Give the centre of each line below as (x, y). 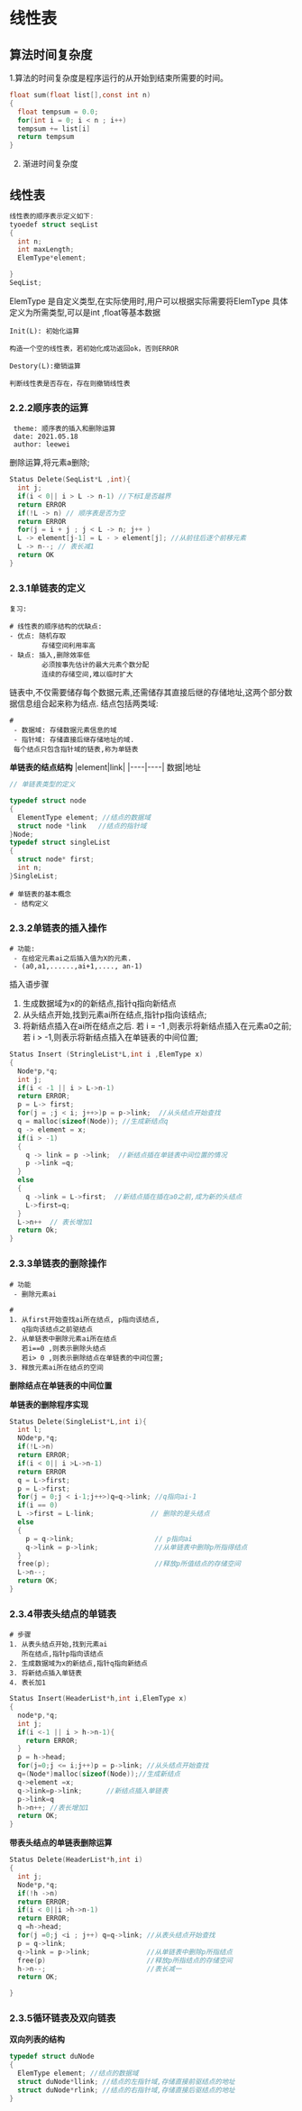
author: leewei (41, 445)
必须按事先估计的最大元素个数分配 (96, 665)
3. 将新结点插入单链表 (46, 1674)
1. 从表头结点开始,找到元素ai (59, 1645)
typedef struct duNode (52, 2057)
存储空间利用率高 (69, 646)
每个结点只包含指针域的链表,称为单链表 (76, 749)
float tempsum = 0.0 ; (58, 112)
